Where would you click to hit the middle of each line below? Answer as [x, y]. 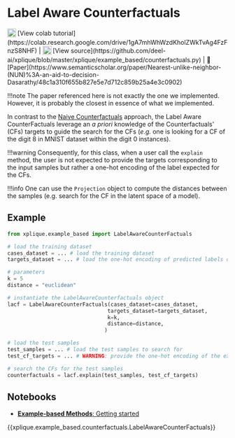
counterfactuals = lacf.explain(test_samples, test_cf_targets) [103, 375]
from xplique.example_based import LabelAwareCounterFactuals [100, 234]
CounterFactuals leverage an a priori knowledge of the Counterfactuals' [111, 124]
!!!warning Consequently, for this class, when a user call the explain [105, 153]
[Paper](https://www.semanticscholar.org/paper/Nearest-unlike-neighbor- [114, 67]
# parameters [26, 272]
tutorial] [64, 34]
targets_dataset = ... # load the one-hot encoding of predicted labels [115, 260]
